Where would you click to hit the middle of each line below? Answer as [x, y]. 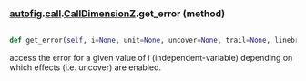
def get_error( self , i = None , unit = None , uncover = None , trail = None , [140, 40]
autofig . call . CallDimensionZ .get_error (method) [117, 14]
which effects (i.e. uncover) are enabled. [86, 67]
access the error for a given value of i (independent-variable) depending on [151, 58]
